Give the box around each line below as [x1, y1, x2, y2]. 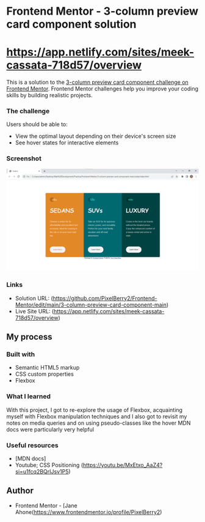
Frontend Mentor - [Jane [15, 502, 77, 509]
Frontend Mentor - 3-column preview [6, 4, 199, 18]
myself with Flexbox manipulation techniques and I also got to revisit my [6, 412, 187, 420]
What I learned [6, 392, 51, 401]
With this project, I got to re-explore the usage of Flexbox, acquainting [6, 406, 183, 414]
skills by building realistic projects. [6, 92, 93, 99]
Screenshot [6, 154, 41, 163]
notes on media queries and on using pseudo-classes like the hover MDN [6, 419, 191, 427]
